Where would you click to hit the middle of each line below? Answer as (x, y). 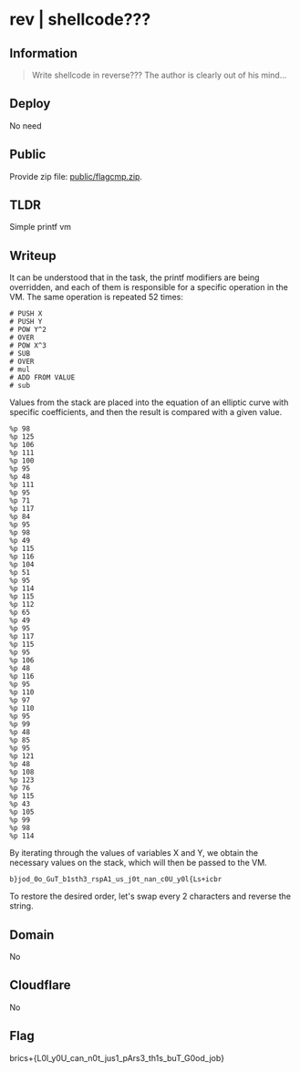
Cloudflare (40, 985)
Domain (32, 935)
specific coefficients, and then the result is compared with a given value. (146, 412)
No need (26, 125)
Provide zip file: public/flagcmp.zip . (76, 176)
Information (44, 53)
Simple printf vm (40, 227)
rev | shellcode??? (80, 20)
